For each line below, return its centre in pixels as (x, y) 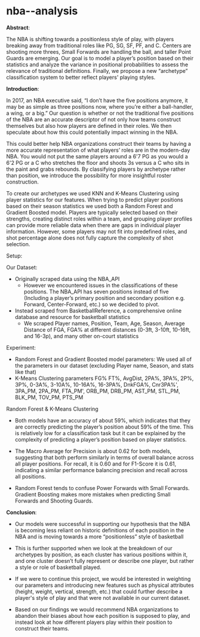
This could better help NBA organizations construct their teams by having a (99, 143)
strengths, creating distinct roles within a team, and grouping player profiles (99, 219)
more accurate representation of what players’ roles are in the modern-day (98, 150)
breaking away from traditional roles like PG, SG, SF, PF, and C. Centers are (99, 45)
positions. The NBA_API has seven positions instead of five (96, 292)
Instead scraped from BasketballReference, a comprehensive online (98, 310)
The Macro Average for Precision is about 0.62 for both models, (93, 451)
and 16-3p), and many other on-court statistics (81, 336)
